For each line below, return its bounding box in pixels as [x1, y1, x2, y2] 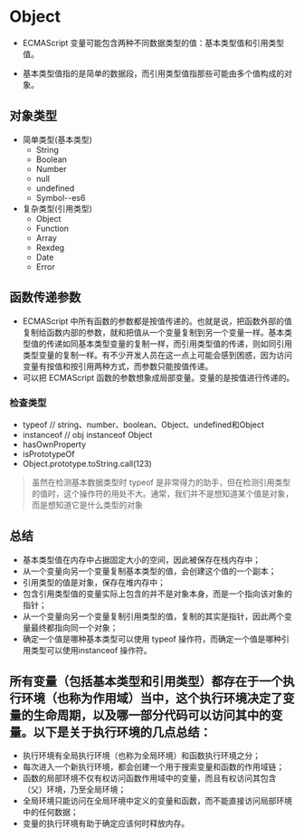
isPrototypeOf [22, 448, 75, 459]
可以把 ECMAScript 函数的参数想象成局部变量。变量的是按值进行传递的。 [22, 372, 295, 383]
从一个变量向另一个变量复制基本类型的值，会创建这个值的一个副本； [22, 566, 277, 576]
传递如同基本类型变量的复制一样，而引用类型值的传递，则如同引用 [46, 338, 292, 349]
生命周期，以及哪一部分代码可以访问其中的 [33, 708, 271, 723]
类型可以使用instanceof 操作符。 [30, 644, 152, 655]
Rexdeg [35, 242, 65, 252]
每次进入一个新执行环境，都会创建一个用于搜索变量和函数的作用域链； [22, 762, 285, 773]
